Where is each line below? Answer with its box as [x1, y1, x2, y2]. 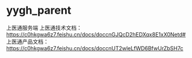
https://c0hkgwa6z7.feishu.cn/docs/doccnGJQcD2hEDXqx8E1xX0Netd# [6, 30, 186, 38]
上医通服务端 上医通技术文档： [6, 24, 82, 31]
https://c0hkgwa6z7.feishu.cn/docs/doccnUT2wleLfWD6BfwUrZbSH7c [6, 44, 184, 51]
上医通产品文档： [6, 38, 49, 45]
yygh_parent [6, 4, 71, 17]
